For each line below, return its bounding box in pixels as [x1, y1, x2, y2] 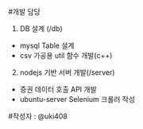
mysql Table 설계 [19, 41, 75, 50]
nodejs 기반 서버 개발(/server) [19, 68, 115, 77]
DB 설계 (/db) [19, 24, 64, 33]
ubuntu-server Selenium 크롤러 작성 [19, 95, 136, 104]
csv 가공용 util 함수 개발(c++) [19, 51, 113, 60]
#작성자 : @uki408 [8, 111, 68, 121]
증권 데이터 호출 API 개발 [19, 84, 97, 94]
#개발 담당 [8, 7, 41, 16]
